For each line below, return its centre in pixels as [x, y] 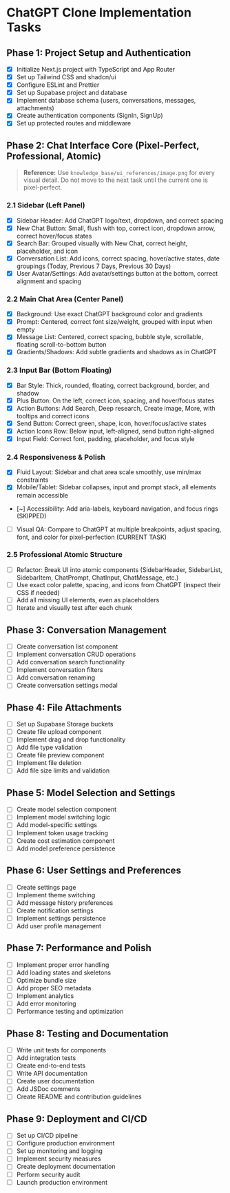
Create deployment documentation [66, 1167]
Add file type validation [49, 747]
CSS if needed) [38, 592]
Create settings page [46, 887]
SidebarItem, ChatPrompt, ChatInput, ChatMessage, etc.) [97, 578]
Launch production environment [62, 1182]
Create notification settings [55, 910]
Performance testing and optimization [70, 1012]
